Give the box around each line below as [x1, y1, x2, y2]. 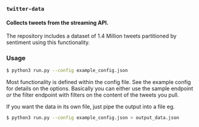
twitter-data [6, 5, 45, 12]
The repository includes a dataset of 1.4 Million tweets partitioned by [6, 33, 177, 40]
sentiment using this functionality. [6, 39, 90, 46]
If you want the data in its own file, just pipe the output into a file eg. [6, 103, 175, 111]
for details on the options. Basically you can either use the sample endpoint [6, 85, 194, 93]
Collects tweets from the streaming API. [6, 19, 109, 26]
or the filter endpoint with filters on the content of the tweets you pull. [6, 91, 179, 99]
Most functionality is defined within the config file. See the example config [6, 79, 191, 86]
